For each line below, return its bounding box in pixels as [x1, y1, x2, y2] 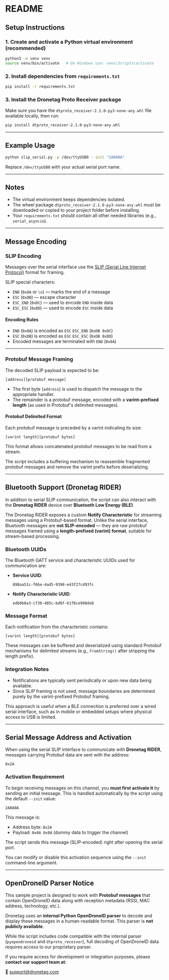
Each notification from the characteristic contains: [5, 624, 109, 630]
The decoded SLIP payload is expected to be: [5, 367, 100, 373]
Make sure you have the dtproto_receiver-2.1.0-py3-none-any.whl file [5, 107, 152, 114]
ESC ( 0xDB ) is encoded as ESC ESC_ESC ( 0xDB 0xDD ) [12, 333, 113, 339]
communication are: [5, 562, 47, 568]
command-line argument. [5, 859, 58, 865]
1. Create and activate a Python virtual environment [5, 38, 133, 45]
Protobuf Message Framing [5, 356, 73, 363]
